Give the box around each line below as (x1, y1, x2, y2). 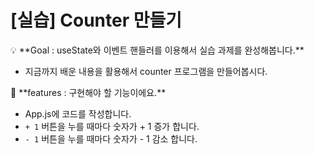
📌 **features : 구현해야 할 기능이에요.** (10, 86, 167, 98)
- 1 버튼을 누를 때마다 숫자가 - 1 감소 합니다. (24, 132, 198, 145)
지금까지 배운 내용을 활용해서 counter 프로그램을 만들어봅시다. (24, 65, 268, 77)
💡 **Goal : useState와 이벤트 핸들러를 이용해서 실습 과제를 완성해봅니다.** (10, 44, 305, 56)
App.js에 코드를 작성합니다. (24, 107, 132, 120)
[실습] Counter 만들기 (10, 9, 182, 32)
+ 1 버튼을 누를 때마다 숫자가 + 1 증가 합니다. (24, 120, 200, 132)
